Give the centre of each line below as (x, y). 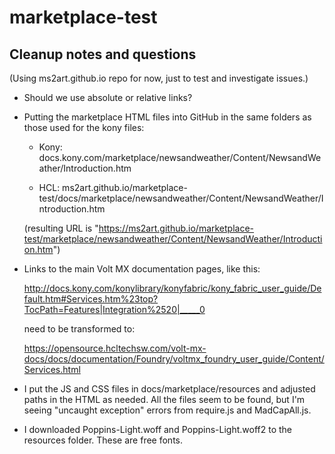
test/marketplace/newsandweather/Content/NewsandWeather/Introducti (173, 239)
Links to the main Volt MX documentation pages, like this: (142, 269)
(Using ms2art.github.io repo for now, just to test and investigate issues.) (159, 78)
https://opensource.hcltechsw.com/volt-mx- (115, 348)
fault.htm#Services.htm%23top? (91, 299)
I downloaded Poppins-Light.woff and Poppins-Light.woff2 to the (158, 429)
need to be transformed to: (79, 329)
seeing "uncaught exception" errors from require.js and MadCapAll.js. (167, 410)
